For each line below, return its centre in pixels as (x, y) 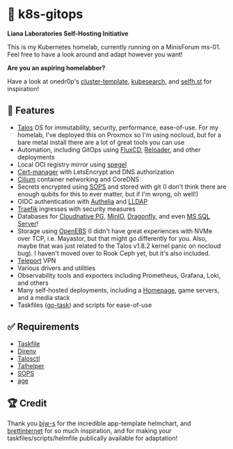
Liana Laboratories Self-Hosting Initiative (68, 33)
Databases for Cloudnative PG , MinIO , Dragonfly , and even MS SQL (114, 216)
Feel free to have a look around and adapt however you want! (95, 54)
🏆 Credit (27, 403)
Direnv (27, 351)
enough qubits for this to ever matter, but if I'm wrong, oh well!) (108, 194)
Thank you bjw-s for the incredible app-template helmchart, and (99, 423)
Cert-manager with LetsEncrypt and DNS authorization (96, 172)
